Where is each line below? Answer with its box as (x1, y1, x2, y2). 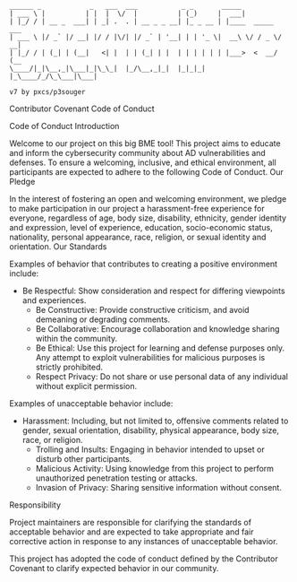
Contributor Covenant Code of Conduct (9, 103, 155, 114)
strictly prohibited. (35, 361, 104, 372)
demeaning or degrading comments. (35, 314, 171, 325)
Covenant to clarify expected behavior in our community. (9, 563, 219, 573)
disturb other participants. (35, 454, 132, 464)
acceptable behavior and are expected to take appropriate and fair (9, 526, 254, 537)
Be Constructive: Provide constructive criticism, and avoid (35, 305, 250, 315)
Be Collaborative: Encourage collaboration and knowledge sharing (35, 324, 280, 334)
